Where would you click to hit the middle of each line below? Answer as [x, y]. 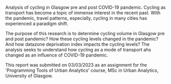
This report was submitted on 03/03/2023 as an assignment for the [76, 65]
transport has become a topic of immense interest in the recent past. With [83, 13]
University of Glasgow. [29, 76]
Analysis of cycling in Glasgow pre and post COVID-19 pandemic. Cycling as [86, 7]
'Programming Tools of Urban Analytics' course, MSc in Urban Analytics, [82, 70]
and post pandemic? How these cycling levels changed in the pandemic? [82, 39]
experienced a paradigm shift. [37, 23]
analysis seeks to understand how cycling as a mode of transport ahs [78, 50]
